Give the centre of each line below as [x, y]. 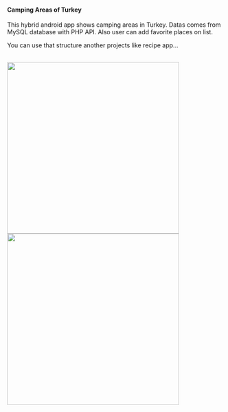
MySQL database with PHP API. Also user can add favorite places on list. [110, 32]
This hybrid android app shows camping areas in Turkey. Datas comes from [114, 25]
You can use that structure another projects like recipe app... [93, 45]
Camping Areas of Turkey [45, 10]
